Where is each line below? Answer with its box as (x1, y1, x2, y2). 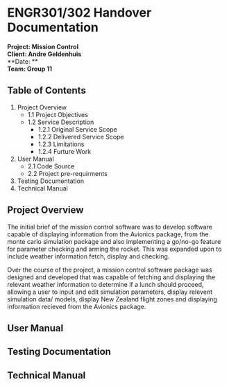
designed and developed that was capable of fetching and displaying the (7, 272, 216, 281)
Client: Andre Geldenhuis (7, 50, 82, 58)
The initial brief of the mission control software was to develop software (7, 222, 213, 231)
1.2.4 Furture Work (37, 147, 92, 155)
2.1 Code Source (27, 161, 75, 170)
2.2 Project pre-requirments (27, 169, 108, 177)
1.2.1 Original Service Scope (37, 125, 118, 133)
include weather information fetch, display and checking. (7, 252, 170, 261)
